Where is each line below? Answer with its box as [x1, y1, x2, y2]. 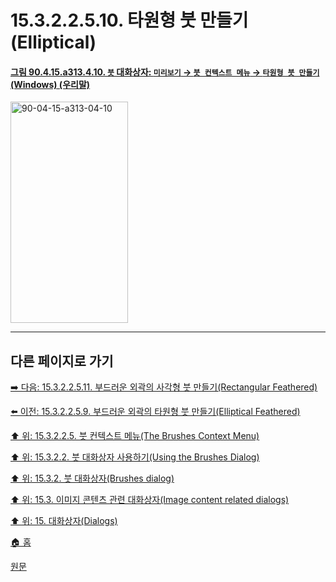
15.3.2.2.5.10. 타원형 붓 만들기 [10, 9, 249, 32]
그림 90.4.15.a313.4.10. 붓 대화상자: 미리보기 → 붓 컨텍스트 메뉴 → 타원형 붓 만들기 [10, 66, 320, 78]
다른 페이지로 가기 [10, 352, 114, 370]
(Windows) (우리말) [10, 78, 91, 90]
